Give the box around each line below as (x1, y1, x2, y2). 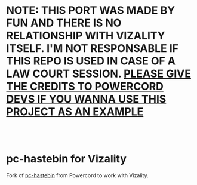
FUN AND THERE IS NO (6, 16, 122, 30)
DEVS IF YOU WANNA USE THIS (6, 92, 167, 106)
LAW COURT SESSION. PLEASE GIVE (6, 67, 192, 81)
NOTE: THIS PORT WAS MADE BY (6, 4, 175, 17)
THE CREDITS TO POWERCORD (6, 80, 164, 93)
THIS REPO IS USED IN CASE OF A (6, 54, 176, 68)
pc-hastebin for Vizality (6, 152, 127, 166)
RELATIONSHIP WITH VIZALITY (6, 29, 165, 42)
